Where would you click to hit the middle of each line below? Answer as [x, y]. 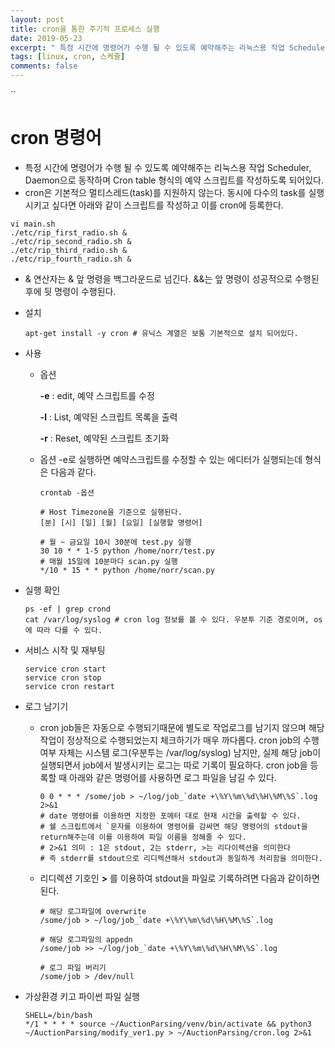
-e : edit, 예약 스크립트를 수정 [97, 395]
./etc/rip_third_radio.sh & [69, 250]
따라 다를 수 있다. [69, 630]
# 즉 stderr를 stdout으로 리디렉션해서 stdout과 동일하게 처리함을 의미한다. [181, 858]
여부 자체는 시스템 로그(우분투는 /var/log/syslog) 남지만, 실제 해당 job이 [180, 752]
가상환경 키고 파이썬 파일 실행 [82, 996]
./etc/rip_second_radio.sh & [71, 241]
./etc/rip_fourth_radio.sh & [71, 259]
